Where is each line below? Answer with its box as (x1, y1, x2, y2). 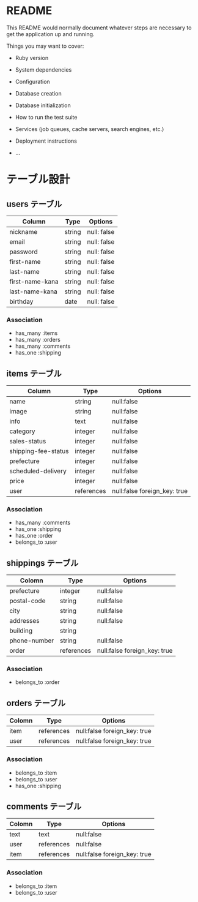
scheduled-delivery (9, 467, 67, 475)
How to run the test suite (15, 113, 78, 121)
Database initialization (15, 102, 71, 109)
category (9, 427, 35, 435)
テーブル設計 (6, 173, 70, 187)
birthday (9, 297, 34, 306)
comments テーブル (6, 801, 82, 811)
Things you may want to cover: (6, 42, 84, 50)
